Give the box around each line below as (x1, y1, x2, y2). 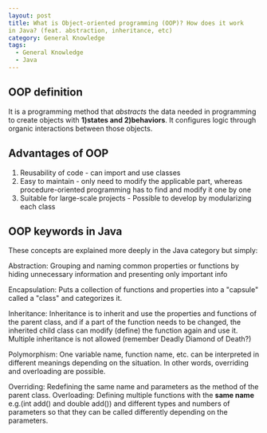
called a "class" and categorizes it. (8, 294, 123, 303)
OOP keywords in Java (8, 224, 123, 238)
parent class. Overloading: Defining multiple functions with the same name (8, 391, 255, 400)
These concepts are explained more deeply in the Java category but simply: (8, 246, 258, 256)
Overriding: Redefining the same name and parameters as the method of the (8, 382, 259, 392)
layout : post (8, 11, 52, 20)
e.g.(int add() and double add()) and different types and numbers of (8, 399, 230, 408)
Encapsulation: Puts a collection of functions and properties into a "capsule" (8, 285, 259, 295)
